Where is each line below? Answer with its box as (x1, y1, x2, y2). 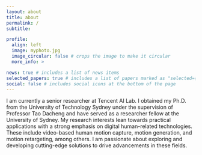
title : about (6, 14, 39, 20)
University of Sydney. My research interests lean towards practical (6, 117, 171, 124)
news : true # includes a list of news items (6, 70, 120, 76)
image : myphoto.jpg (11, 47, 61, 54)
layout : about (6, 8, 42, 15)
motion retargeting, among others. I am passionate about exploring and (6, 136, 183, 143)
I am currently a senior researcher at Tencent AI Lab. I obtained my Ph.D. (6, 97, 186, 105)
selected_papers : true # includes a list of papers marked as (6, 75, 165, 81)
